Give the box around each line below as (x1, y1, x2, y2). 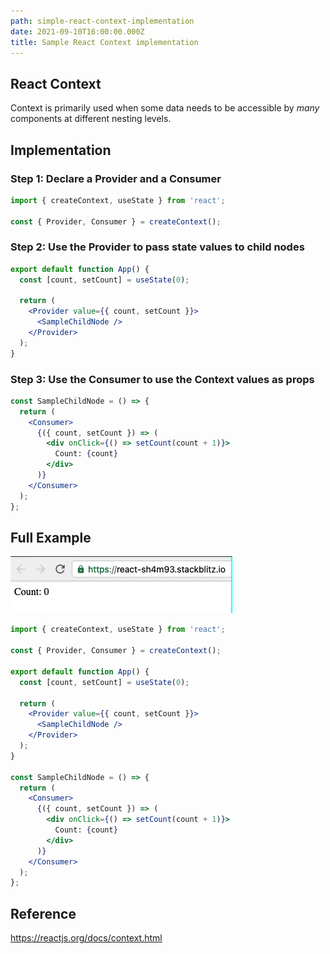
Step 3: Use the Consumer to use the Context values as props (10, 372, 315, 386)
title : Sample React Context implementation (10, 37, 199, 47)
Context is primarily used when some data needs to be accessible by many (10, 102, 320, 114)
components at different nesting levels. (10, 113, 172, 125)
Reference (10, 905, 77, 922)
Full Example (10, 529, 92, 546)
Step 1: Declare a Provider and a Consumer (10, 171, 222, 185)
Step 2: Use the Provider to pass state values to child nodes (10, 240, 305, 254)
